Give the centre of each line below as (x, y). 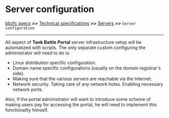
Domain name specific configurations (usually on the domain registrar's (87, 68)
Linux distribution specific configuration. (54, 63)
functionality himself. (27, 110)
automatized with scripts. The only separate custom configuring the (75, 47)
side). (18, 73)
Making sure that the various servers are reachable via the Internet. (82, 79)
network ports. (28, 89)
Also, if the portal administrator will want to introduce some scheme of (78, 99)
